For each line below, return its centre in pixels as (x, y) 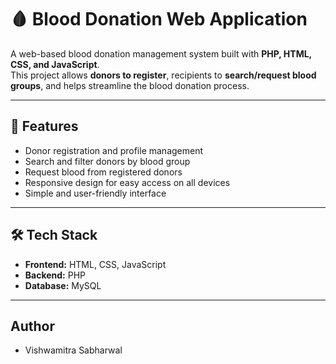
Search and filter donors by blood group (107, 161)
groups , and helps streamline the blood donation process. (130, 85)
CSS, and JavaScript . (55, 64)
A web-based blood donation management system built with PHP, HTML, (161, 53)
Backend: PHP (55, 275)
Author (32, 326)
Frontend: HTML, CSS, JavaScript (95, 264)
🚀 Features (44, 126)
